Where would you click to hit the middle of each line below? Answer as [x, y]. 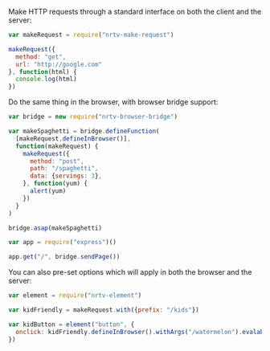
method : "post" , [57, 161]
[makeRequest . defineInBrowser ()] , [73, 139]
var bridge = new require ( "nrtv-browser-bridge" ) [93, 117]
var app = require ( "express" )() [62, 243]
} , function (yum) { [55, 184]
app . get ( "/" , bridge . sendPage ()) [64, 257]
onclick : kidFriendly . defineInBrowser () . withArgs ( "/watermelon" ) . [129, 332]
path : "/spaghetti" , [64, 169]
